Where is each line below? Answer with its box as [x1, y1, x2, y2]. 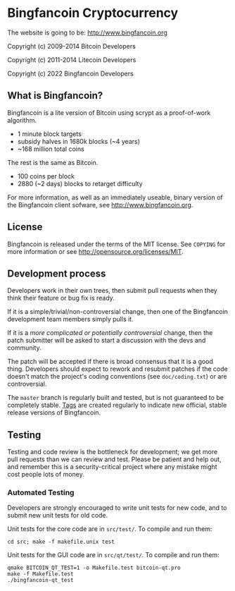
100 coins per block [17, 171, 75, 181]
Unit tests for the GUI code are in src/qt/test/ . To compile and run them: [7, 551, 220, 559]
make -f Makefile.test [7, 571, 74, 578]
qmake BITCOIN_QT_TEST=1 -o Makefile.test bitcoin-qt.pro [7, 564, 181, 572]
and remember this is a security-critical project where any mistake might [7, 463, 217, 471]
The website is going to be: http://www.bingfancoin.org [7, 28, 167, 37]
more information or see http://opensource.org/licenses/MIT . [7, 247, 184, 255]
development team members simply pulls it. [7, 315, 134, 324]
